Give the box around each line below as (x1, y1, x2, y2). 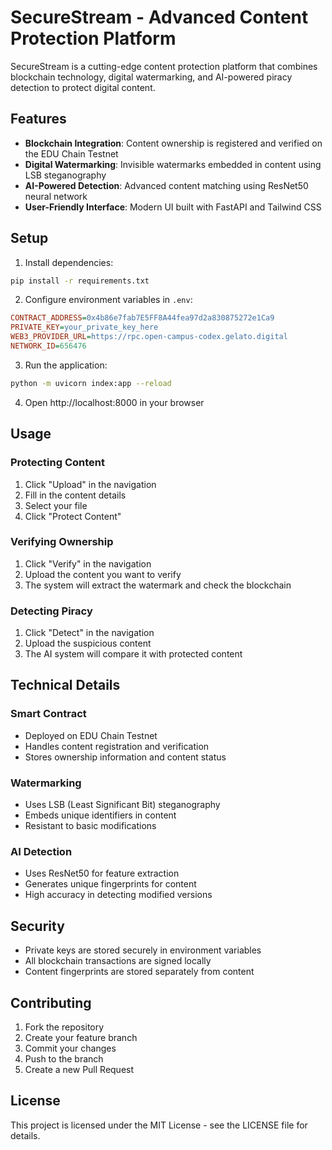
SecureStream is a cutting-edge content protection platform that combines (10, 60, 318, 72)
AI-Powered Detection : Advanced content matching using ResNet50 (24, 179, 309, 191)
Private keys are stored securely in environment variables (24, 944, 262, 956)
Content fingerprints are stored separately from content (24, 966, 255, 978)
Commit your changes (24, 1042, 117, 1054)
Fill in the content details (24, 489, 127, 501)
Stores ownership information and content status (24, 751, 227, 763)
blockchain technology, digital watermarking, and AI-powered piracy (10, 71, 293, 83)
